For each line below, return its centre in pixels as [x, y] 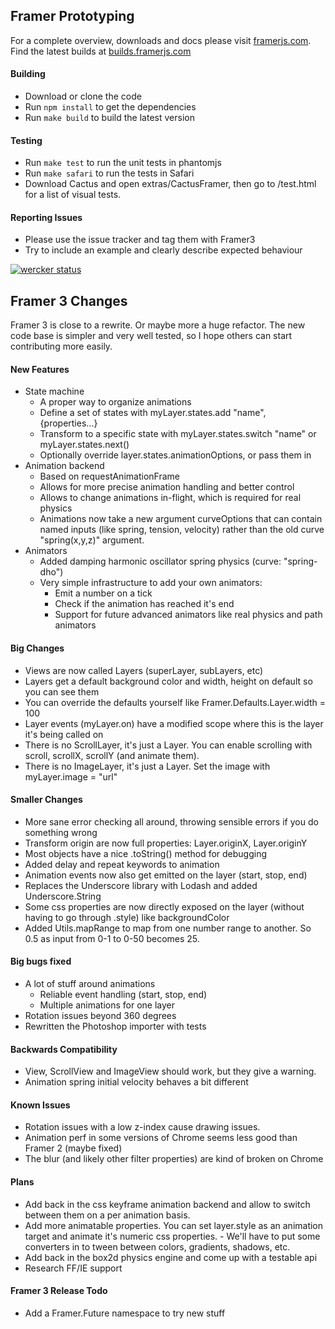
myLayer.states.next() [84, 445]
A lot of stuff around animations [90, 984]
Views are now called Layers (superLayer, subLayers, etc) [144, 670]
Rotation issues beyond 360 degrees [100, 1016]
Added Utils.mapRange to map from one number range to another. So [168, 928]
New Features [40, 369]
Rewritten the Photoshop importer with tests [115, 1026]
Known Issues [40, 1105]
